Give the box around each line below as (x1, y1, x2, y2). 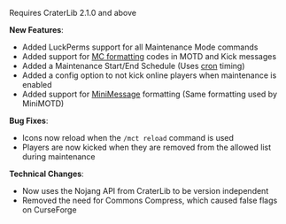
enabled (21, 80, 52, 89)
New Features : (9, 25, 64, 35)
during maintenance (21, 151, 96, 162)
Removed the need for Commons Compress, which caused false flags (21, 195, 278, 205)
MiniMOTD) (21, 98, 65, 109)
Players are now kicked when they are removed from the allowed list (21, 142, 272, 152)
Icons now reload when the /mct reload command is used (21, 133, 235, 143)
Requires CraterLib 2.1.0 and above (9, 8, 137, 18)
